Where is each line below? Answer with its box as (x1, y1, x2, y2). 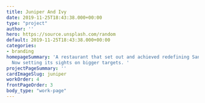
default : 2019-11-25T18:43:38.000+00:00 (6, 37, 111, 43)
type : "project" (6, 20, 48, 26)
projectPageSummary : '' (6, 65, 67, 71)
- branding (6, 48, 34, 55)
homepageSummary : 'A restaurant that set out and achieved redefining (6, 54, 190, 60)
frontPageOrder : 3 (6, 82, 53, 88)
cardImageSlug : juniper (6, 71, 67, 77)
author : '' (6, 25, 34, 32)
